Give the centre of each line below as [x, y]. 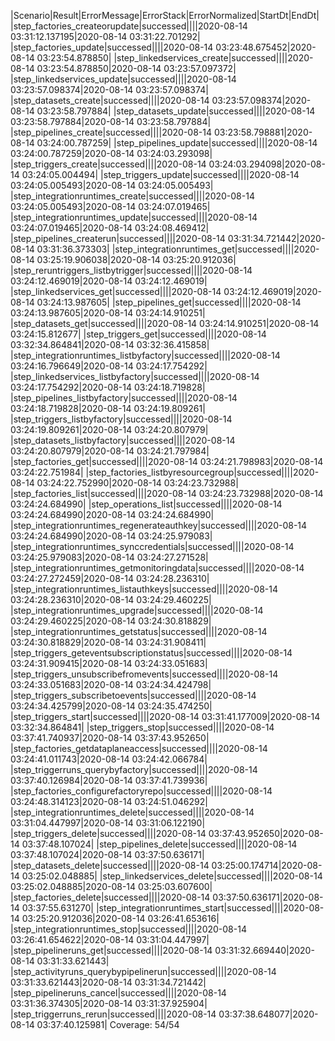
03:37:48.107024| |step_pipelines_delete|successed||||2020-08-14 [159, 844]
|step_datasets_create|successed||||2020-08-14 [110, 100]
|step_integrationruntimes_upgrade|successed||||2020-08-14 [137, 610]
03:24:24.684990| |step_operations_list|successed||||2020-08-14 [146, 504]
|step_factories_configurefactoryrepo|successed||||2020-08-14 [141, 791]
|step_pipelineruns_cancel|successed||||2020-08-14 [118, 993]
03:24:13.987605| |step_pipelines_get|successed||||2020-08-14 [169, 302]
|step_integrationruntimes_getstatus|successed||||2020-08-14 [139, 631]
